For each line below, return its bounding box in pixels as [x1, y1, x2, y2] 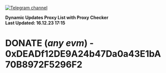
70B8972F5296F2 [5, 59, 82, 70]
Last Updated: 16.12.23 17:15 [5, 20, 65, 26]
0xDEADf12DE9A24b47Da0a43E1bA [5, 48, 161, 60]
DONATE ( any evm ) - [5, 38, 94, 49]
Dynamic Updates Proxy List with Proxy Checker [5, 15, 109, 20]
